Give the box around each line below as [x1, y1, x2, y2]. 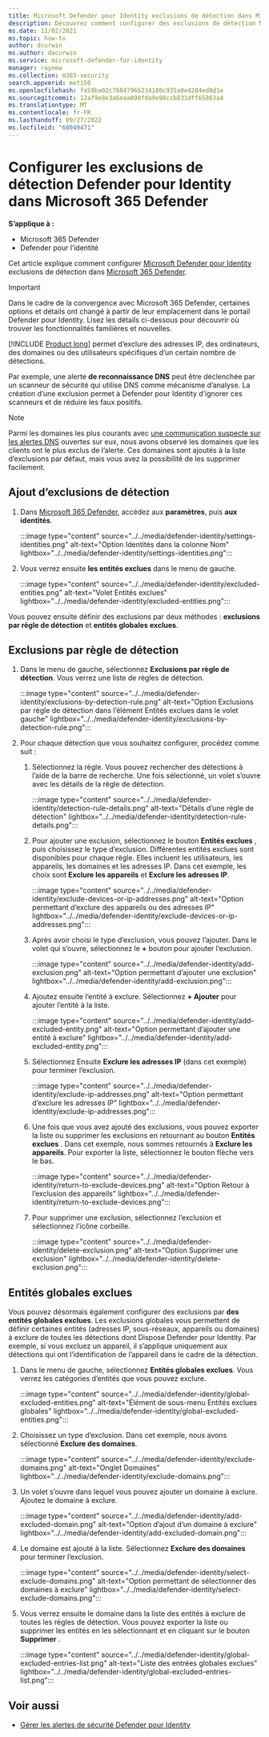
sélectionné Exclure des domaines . [19, 1439, 138, 1448]
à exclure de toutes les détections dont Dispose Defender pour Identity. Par [8, 1333, 257, 1342]
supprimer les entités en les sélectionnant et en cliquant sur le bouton [19, 1626, 251, 1636]
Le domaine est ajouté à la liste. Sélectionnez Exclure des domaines [19, 1544, 246, 1553]
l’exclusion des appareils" [31, 1188, 116, 1199]
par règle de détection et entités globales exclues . [8, 620, 179, 630]
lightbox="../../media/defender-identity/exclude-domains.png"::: [19, 1472, 231, 1481]
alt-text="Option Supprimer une [133, 1245, 239, 1255]
